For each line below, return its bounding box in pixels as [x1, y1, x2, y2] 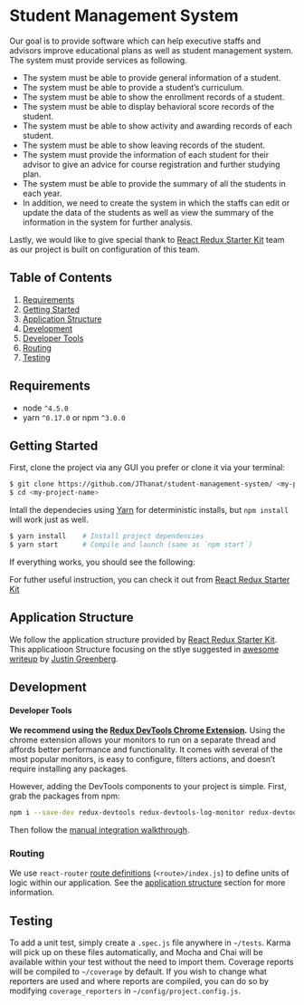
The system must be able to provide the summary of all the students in [22, 178, 287, 188]
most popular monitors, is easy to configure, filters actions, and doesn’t [9, 754, 276, 765]
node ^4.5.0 [22, 402, 70, 413]
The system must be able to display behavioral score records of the [22, 101, 275, 111]
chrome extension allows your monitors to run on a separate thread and [9, 735, 276, 746]
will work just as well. [9, 514, 89, 526]
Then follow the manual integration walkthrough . [9, 825, 190, 836]
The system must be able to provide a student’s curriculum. [22, 82, 244, 92]
